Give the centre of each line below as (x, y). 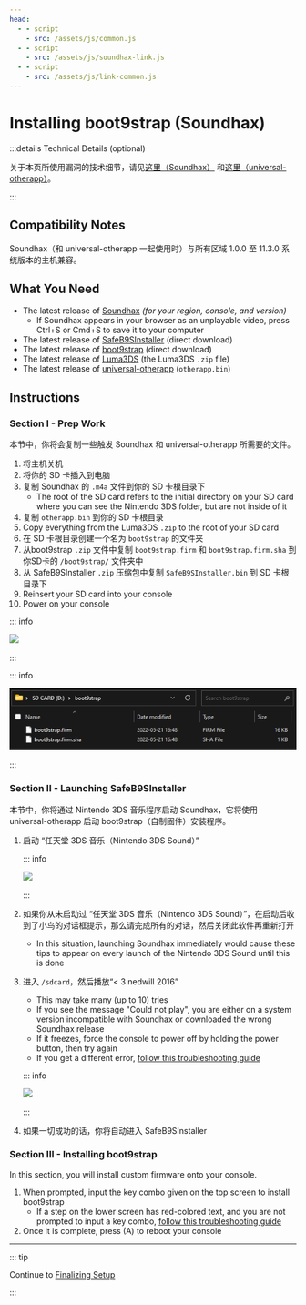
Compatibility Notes (67, 225)
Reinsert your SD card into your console (97, 594)
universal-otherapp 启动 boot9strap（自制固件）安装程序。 (120, 821)
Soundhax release (70, 1028)
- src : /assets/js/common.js (81, 38)
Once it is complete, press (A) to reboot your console (122, 1230)
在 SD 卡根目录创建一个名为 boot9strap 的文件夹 (113, 538)
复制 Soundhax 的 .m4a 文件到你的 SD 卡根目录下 (114, 486)
